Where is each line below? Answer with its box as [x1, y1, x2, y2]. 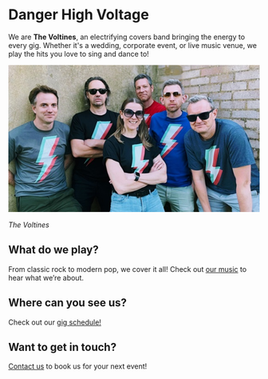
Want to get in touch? [8, 340, 117, 353]
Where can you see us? [8, 296, 128, 309]
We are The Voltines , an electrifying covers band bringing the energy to [8, 32, 246, 42]
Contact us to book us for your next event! [8, 361, 148, 371]
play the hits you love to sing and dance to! [8, 49, 149, 58]
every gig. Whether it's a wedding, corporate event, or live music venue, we [8, 40, 258, 50]
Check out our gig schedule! [8, 317, 102, 327]
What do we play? [8, 243, 100, 257]
